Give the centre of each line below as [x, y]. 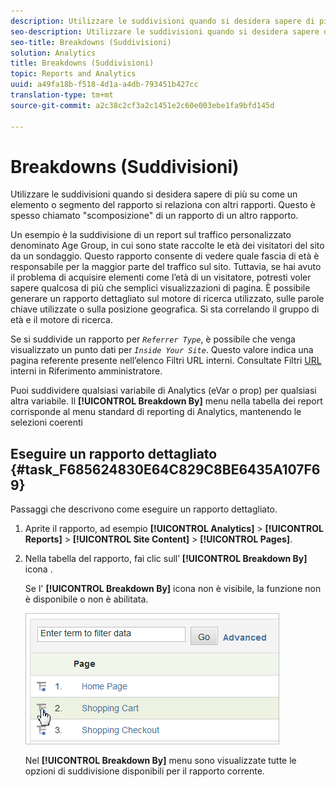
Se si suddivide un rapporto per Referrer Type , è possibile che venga [153, 339]
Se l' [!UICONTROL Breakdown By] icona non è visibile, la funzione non [173, 589]
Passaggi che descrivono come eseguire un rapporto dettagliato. [144, 509]
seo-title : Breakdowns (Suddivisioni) [91, 42]
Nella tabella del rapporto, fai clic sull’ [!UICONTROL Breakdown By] [166, 559]
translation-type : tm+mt [62, 95]
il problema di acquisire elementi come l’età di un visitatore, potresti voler [161, 277]
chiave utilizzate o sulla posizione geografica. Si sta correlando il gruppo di [165, 309]
